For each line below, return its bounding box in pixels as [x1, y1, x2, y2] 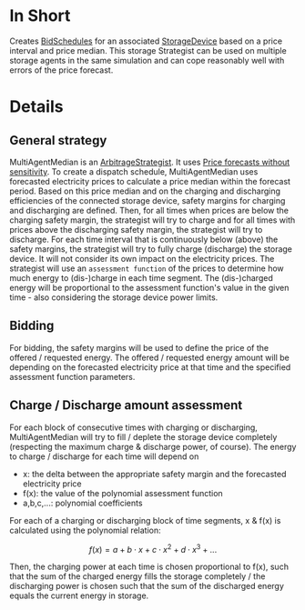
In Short [9, 5, 71, 26]
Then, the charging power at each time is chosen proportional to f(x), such [9, 561, 290, 573]
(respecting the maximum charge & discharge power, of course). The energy [9, 441, 297, 452]
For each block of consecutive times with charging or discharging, [9, 422, 258, 433]
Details [9, 96, 64, 117]
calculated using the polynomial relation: [9, 525, 161, 535]
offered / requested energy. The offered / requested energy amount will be [9, 352, 290, 363]
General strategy [9, 133, 107, 148]
